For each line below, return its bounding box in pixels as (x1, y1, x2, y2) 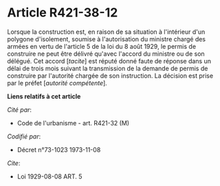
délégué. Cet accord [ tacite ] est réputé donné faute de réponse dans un (7, 56, 212, 65)
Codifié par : (7, 132, 41, 141)
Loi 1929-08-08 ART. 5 (16, 172, 82, 180)
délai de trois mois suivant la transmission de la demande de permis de (7, 64, 208, 72)
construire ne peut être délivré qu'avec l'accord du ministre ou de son (7, 50, 205, 58)
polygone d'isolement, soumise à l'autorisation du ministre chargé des (7, 34, 206, 43)
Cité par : (7, 105, 32, 114)
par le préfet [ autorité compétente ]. (7, 79, 108, 87)
